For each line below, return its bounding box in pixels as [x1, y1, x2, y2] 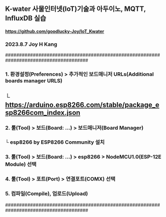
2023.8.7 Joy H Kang [5, 40, 57, 47]
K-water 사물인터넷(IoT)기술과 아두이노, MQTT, [5, 4, 146, 13]
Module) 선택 [5, 161, 36, 168]
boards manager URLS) [5, 77, 63, 84]
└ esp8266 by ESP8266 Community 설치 [5, 139, 105, 146]
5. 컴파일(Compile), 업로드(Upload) [5, 190, 88, 197]
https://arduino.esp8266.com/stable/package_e [5, 100, 160, 109]
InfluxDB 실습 [5, 14, 46, 22]
